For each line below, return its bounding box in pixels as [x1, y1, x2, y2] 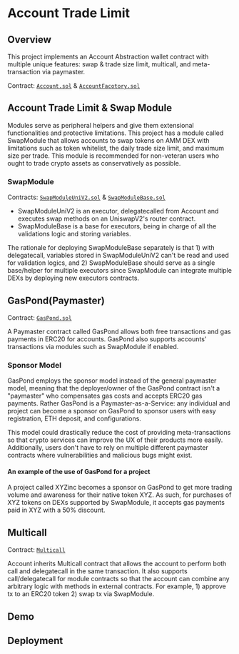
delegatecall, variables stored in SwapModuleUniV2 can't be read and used [7, 251, 230, 260]
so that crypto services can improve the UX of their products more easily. [7, 436, 223, 444]
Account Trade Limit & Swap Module [7, 102, 173, 114]
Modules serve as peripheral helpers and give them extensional [7, 121, 194, 129]
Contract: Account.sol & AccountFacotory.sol [7, 81, 141, 90]
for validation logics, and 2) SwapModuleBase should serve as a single [7, 258, 215, 267]
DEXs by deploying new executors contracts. [7, 273, 140, 283]
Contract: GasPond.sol [7, 313, 72, 322]
